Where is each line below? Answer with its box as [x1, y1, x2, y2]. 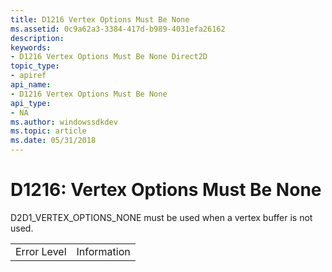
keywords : [10, 42, 52, 53]
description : [10, 33, 65, 43]
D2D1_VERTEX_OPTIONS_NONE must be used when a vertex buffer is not [10, 211, 313, 223]
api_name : [10, 80, 52, 90]
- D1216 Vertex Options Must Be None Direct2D [10, 52, 208, 62]
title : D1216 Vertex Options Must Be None [10, 14, 190, 25]
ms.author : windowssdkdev [10, 117, 118, 127]
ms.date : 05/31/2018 [10, 136, 97, 146]
